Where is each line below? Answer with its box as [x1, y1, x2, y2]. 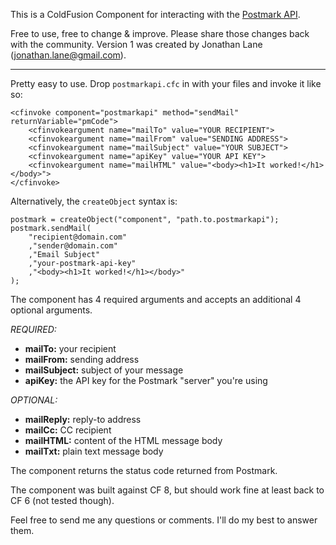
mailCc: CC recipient [24, 424, 112, 436]
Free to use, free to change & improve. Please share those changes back [10, 28, 310, 39]
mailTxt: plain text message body [24, 445, 164, 457]
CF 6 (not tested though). [10, 495, 115, 506]
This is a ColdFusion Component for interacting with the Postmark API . [10, 9, 301, 20]
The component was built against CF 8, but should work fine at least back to [10, 484, 325, 496]
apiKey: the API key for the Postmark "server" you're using [24, 375, 268, 386]
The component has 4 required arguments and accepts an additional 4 [10, 294, 302, 305]
